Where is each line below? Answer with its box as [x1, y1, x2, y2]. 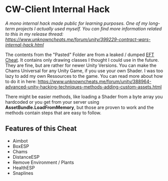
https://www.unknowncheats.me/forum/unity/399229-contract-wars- [5, 36, 151, 42]
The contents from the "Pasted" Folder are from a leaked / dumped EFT [5, 52, 154, 58]
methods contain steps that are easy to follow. [5, 110, 102, 116]
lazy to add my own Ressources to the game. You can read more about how [5, 73, 163, 79]
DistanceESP [12, 154, 39, 160]
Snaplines [12, 170, 34, 176]
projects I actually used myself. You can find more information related [16, 25, 162, 31]
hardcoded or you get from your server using [5, 99, 100, 105]
